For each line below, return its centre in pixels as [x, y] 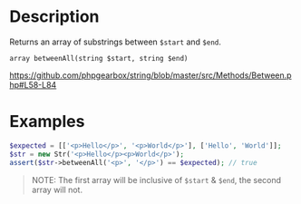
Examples [47, 122]
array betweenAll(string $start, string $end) [99, 58]
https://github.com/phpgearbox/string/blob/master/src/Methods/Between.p [150, 75]
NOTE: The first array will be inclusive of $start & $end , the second [156, 180]
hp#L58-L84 [33, 84]
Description [54, 17]
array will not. [57, 189]
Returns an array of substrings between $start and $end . [116, 42]
